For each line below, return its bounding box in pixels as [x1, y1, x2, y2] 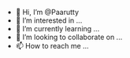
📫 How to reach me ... [15, 42, 89, 50]
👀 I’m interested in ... [15, 16, 83, 25]
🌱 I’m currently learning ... [15, 24, 100, 33]
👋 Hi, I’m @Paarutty [15, 8, 80, 16]
